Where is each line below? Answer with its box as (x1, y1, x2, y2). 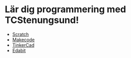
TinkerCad (12, 42, 34, 48)
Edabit (12, 47, 26, 53)
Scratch (12, 31, 29, 37)
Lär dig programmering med (5, 4, 126, 15)
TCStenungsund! (5, 14, 79, 26)
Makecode (12, 37, 35, 43)
